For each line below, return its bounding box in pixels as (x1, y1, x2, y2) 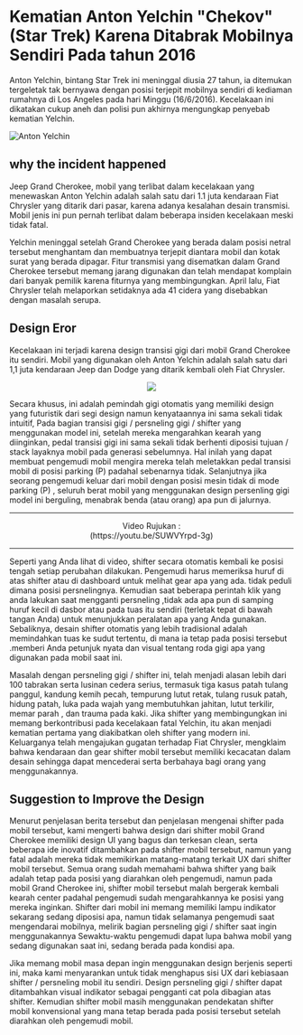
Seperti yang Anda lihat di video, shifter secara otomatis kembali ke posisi (9, 556, 284, 567)
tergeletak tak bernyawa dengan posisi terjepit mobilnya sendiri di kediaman (9, 84, 293, 95)
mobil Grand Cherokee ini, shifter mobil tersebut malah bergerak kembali (9, 883, 280, 894)
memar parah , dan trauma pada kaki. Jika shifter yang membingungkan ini (9, 708, 288, 719)
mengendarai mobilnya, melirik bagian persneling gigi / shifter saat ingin (9, 921, 277, 932)
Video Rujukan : (122, 520, 181, 531)
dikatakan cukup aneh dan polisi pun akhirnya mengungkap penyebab (9, 103, 271, 114)
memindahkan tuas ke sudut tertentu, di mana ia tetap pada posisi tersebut (9, 633, 288, 644)
